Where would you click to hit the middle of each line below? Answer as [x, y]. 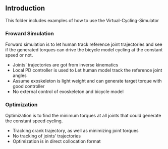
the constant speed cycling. [34, 121]
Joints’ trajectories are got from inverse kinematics [65, 65]
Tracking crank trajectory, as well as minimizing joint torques [75, 131]
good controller [29, 86]
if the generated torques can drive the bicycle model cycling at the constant [84, 50]
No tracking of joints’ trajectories [47, 136]
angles [19, 76]
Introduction [25, 8]
